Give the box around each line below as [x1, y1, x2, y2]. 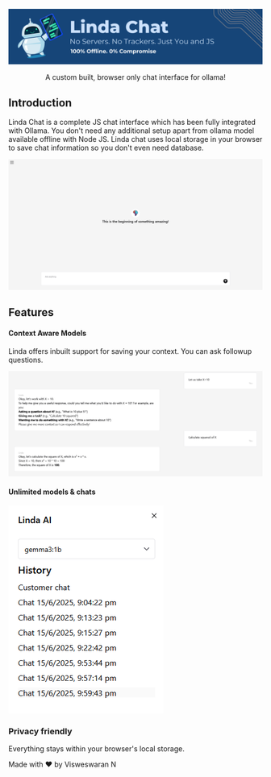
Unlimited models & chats [8, 487, 96, 497]
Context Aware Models [8, 328, 87, 338]
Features [8, 305, 54, 319]
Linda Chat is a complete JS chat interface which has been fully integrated [8, 118, 256, 127]
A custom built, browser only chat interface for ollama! [45, 73, 226, 82]
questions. [8, 355, 44, 364]
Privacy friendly [8, 725, 73, 737]
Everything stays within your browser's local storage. [8, 744, 186, 754]
